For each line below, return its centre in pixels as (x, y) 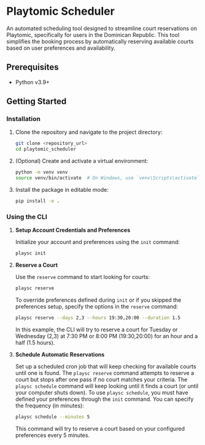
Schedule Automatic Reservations (60, 354)
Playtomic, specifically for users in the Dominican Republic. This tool (93, 34)
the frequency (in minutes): (49, 405)
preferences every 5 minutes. (52, 435)
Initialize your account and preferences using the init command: (97, 242)
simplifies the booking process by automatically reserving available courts (100, 41)
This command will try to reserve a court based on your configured (100, 428)
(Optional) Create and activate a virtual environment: (82, 161)
